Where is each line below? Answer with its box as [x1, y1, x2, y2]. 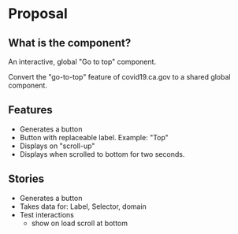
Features [8, 103, 53, 117]
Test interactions [19, 210, 75, 219]
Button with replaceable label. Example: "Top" [19, 132, 169, 142]
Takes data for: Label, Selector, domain [19, 202, 147, 211]
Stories [8, 173, 45, 186]
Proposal [8, 5, 69, 23]
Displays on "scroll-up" [19, 141, 95, 150]
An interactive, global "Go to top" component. [8, 57, 156, 66]
